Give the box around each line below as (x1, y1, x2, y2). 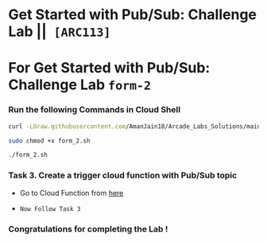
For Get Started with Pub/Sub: (8, 59, 211, 77)
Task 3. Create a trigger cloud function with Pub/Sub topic (8, 170, 238, 181)
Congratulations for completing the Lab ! (8, 223, 168, 234)
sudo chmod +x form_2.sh (8, 137, 91, 145)
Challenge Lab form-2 (8, 76, 152, 94)
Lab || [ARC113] (8, 22, 111, 41)
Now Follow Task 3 (19, 205, 81, 213)
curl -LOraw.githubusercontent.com (8, 122, 126, 131)
